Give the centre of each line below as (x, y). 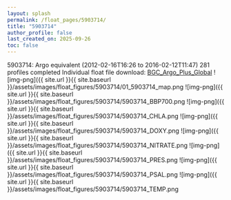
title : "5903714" (32, 26)
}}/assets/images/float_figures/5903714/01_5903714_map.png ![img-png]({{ (115, 87)
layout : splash (29, 13)
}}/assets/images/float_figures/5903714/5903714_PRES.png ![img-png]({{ (112, 160)
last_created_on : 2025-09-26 (49, 39)
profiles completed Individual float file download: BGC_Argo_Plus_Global (110, 72)
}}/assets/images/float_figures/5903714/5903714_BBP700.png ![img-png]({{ (116, 101)
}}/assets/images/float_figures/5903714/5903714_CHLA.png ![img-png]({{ (113, 116)
